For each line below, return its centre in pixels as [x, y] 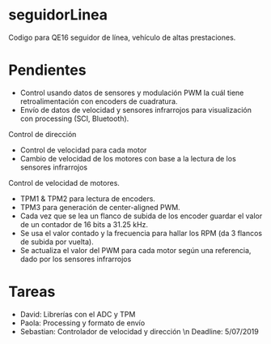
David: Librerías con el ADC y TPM [78, 314]
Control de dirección [42, 134]
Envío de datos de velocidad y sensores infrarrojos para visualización [136, 110]
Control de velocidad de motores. [64, 183]
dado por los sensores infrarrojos [76, 259]
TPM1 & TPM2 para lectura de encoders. [88, 198]
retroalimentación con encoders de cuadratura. [99, 101]
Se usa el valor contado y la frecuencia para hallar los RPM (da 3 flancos [141, 233]
